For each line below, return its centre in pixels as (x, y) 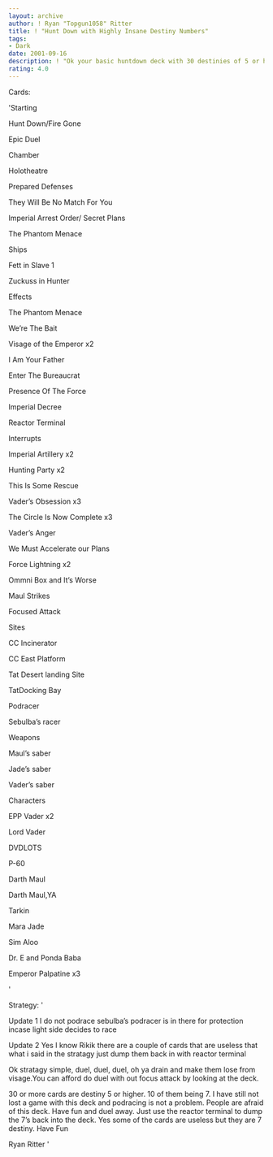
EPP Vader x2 (31, 816)
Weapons (24, 737)
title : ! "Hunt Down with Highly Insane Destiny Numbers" (108, 31)
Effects (20, 297)
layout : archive (36, 16)
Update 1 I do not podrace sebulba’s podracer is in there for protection (126, 1020)
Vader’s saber (32, 784)
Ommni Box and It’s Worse (53, 580)
